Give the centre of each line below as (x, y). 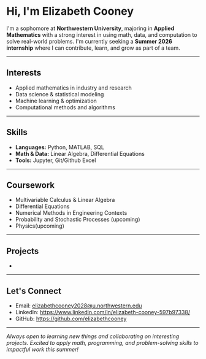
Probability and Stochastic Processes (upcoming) (78, 220)
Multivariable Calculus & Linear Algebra (65, 200)
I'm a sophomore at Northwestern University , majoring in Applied (90, 28)
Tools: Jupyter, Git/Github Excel (55, 160)
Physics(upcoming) (40, 226)
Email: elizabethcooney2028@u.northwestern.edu (78, 306)
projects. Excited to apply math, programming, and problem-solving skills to (102, 343)
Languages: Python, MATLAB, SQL (59, 147)
